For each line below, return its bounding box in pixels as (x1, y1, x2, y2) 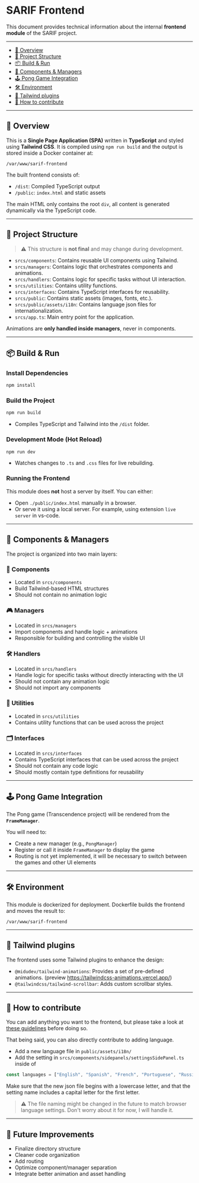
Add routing (14, 1158, 44, 1165)
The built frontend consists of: (6, 171, 80, 178)
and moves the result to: (6, 907, 65, 914)
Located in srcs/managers (14, 622, 77, 629)
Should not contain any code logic (14, 762, 99, 770)
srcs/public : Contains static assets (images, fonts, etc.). (14, 294, 153, 302)
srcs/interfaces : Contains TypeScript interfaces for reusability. (14, 288, 170, 295)
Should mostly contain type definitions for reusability (14, 768, 144, 776)
